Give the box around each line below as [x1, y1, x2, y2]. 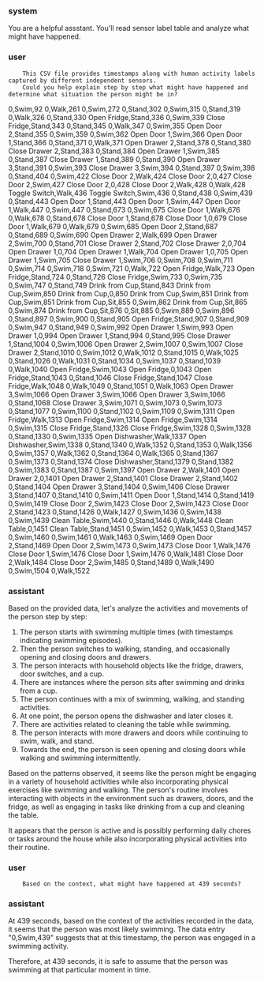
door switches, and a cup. [19, 669, 105, 679]
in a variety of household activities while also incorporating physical [8, 777, 229, 786]
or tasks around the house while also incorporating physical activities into [8, 833, 247, 843]
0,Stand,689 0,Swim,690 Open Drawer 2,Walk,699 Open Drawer [8, 230, 218, 239]
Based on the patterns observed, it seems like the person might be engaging [8, 768, 257, 777]
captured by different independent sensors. [8, 77, 157, 85]
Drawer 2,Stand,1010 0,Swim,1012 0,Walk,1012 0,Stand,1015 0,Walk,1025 [8, 348, 239, 357]
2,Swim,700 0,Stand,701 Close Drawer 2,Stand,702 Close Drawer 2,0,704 [8, 239, 247, 248]
